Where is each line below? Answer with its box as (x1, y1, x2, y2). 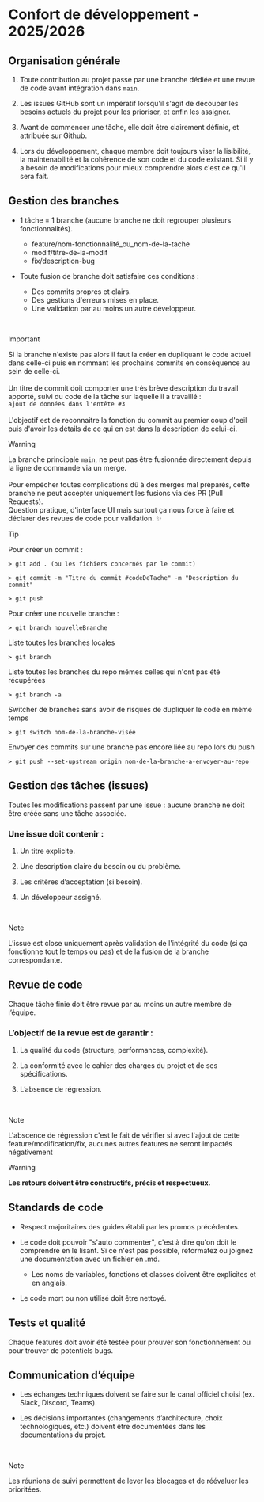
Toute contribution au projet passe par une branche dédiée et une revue (19, 75, 255, 84)
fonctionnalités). (19, 223, 73, 233)
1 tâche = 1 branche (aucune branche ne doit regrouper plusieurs (19, 215, 232, 225)
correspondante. (8, 955, 63, 964)
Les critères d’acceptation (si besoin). (19, 877, 143, 886)
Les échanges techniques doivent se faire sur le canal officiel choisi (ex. (19, 1390, 255, 1399)
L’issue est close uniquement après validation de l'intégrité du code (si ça (8, 938, 247, 947)
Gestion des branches (8, 194, 119, 208)
